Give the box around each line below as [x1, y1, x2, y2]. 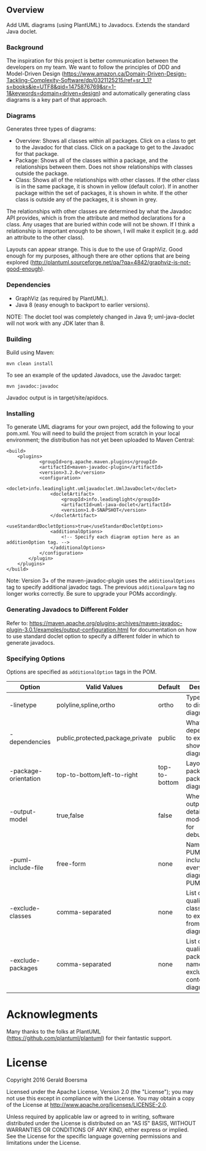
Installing [6, 409, 35, 418]
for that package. [15, 150, 59, 158]
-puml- [9, 855, 32, 864]
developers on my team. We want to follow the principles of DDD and [6, 64, 181, 71]
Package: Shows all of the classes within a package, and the [15, 156, 169, 164]
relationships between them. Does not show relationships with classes [15, 163, 193, 171]
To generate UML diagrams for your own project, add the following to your [6, 423, 194, 431]
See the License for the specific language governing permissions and [6, 1132, 182, 1140]
